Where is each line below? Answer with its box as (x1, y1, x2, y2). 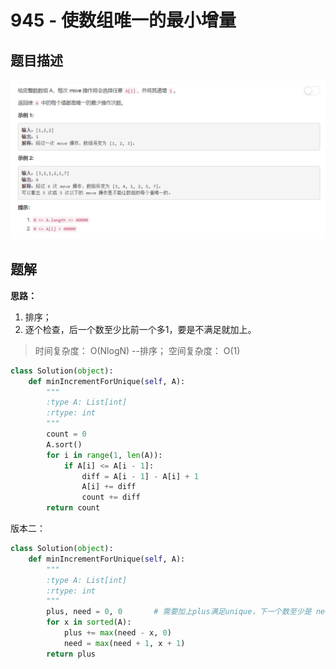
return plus (46, 649, 97, 659)
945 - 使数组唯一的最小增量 (10, 9, 237, 32)
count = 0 (46, 429, 87, 440)
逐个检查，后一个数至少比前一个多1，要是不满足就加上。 (24, 323, 257, 335)
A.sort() (46, 439, 83, 450)
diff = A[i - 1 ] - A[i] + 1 (81, 471, 199, 481)
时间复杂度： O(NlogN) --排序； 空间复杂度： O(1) (34, 344, 241, 356)
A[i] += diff (81, 482, 137, 492)
